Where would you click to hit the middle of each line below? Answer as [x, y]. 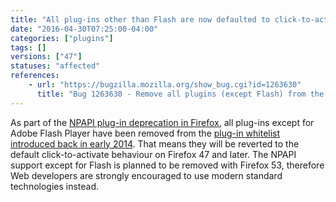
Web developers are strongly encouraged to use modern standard [146, 175]
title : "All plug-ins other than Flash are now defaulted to [140, 19]
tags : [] [28, 47]
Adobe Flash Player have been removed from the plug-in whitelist [145, 133]
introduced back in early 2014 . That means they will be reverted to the [155, 143]
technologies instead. [55, 186]
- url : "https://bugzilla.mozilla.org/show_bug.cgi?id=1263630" [165, 85]
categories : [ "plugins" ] [62, 38]
